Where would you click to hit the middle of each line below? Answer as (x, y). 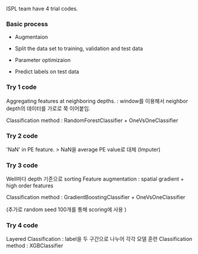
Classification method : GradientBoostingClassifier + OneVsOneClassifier (96, 197)
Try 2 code (22, 135)
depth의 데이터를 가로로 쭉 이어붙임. (48, 108)
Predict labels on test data (47, 72)
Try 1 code (21, 87)
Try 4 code (22, 225)
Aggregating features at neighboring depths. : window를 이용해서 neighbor (97, 101)
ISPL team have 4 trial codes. (42, 9)
